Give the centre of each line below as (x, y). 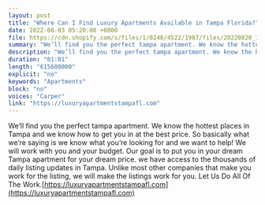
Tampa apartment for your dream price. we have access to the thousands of (132, 159)
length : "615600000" (42, 67)
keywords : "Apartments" (47, 81)
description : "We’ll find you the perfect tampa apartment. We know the (130, 52)
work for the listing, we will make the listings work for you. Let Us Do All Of (129, 176)
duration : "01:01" (38, 60)
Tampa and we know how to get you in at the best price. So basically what (129, 134)
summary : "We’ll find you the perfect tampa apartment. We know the (123, 45)
